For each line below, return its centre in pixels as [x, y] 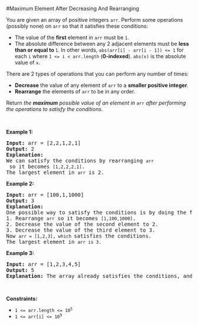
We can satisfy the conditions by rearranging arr [80, 161]
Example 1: [20, 132]
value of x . [27, 62]
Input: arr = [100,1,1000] [45, 195]
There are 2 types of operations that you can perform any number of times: [98, 74]
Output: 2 [20, 149]
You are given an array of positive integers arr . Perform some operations [95, 20]
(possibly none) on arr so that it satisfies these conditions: [77, 26]
